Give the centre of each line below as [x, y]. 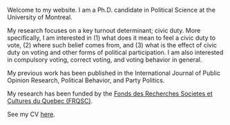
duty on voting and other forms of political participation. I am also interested [115, 52]
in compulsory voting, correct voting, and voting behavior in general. [105, 60]
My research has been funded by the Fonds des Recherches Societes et [110, 93]
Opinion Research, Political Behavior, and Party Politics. [86, 80]
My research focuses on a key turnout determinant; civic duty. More [104, 31]
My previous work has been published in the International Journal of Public [114, 73]
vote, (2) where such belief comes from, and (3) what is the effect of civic [112, 45]
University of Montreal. [40, 17]
